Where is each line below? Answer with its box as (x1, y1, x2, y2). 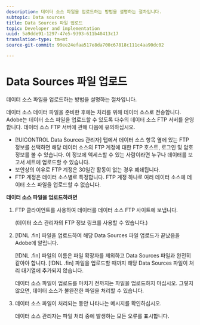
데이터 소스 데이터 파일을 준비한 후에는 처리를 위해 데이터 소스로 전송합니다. (6, 108, 181, 115)
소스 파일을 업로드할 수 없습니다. (26, 180, 101, 188)
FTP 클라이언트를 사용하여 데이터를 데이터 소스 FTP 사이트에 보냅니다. (14, 206, 178, 213)
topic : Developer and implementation (6, 25, 100, 32)
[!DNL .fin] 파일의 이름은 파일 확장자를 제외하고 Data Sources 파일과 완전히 (14, 252, 191, 259)
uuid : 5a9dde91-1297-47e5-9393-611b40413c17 (6, 31, 119, 37)
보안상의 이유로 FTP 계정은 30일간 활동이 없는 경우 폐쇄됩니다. (14, 165, 161, 173)
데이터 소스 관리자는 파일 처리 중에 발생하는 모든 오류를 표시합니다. (14, 312, 170, 320)
